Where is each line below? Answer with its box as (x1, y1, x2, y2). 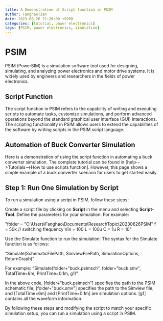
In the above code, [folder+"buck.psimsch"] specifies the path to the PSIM (5, 280, 156, 286)
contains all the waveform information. (5, 295, 83, 301)
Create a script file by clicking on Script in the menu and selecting (5, 206, 139, 212)
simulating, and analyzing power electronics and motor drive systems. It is (5, 68, 155, 74)
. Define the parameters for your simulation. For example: (14, 212, 129, 217)
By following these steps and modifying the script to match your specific (5, 305, 151, 311)
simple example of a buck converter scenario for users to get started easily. (5, 169, 158, 175)
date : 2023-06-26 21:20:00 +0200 (5, 16, 73, 21)
